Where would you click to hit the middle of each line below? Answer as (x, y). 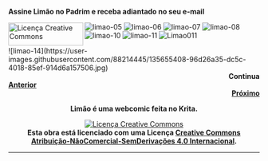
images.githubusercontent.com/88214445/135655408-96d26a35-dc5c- (127, 59)
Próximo (245, 93)
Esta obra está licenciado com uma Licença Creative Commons (134, 132)
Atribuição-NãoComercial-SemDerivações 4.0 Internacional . (134, 141)
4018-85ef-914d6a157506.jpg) (58, 68)
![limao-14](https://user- (48, 51)
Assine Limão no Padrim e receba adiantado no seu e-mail (106, 12)
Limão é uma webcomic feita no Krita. (134, 108)
